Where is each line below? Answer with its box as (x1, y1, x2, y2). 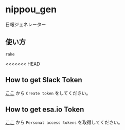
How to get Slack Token (5, 76, 82, 84)
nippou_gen (5, 4, 57, 15)
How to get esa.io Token (5, 105, 84, 114)
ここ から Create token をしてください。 (5, 90, 91, 96)
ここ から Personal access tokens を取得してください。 (5, 119, 123, 125)
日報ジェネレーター (5, 21, 46, 27)
